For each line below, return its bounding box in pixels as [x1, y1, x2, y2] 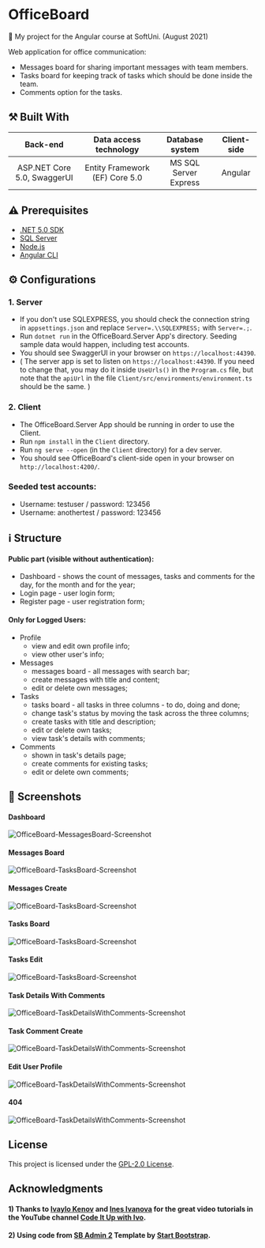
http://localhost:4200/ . [19, 461, 100, 471]
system [170, 144, 200, 155]
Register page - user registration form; [19, 597, 145, 607]
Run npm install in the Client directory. [19, 437, 150, 446]
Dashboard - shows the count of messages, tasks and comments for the [19, 572, 256, 581]
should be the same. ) [19, 382, 91, 391]
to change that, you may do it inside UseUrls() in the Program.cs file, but [19, 365, 254, 375]
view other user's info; [31, 649, 105, 659]
